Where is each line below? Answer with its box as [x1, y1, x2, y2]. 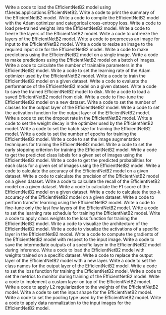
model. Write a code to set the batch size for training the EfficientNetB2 [5, 126, 151, 131]
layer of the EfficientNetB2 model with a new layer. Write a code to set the [5, 258, 156, 263]
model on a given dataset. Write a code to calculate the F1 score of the [5, 184, 150, 189]
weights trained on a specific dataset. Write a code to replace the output [5, 252, 153, 258]
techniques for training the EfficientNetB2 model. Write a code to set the [5, 142, 153, 147]
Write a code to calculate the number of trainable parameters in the [5, 62, 143, 68]
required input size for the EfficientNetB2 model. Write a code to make [5, 47, 149, 52]
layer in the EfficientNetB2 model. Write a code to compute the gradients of [5, 231, 159, 237]
